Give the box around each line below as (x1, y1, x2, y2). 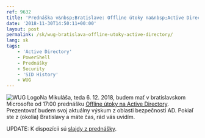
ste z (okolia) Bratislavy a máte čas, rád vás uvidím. (6, 114, 135, 121)
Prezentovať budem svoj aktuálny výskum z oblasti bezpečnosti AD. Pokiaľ (6, 107, 194, 114)
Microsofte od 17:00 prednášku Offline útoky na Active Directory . (6, 100, 169, 107)
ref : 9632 (6, 9, 32, 15)
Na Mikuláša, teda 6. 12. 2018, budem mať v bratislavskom (39, 94, 186, 101)
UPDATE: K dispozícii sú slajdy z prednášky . (6, 125, 117, 133)
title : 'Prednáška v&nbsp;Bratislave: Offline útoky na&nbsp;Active (6, 15, 184, 21)
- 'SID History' (17, 71, 59, 78)
